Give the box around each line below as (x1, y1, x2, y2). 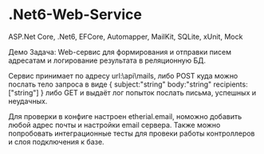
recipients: (213, 79, 249, 89)
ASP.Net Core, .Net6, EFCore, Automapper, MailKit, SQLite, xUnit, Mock (8, 32, 243, 41)
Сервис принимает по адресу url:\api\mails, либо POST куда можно (8, 71, 238, 80)
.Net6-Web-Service (8, 6, 142, 24)
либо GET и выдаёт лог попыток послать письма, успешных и (45, 87, 257, 97)
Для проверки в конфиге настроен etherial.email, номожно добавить (8, 111, 242, 121)
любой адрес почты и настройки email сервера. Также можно (8, 120, 221, 129)
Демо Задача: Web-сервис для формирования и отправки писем (8, 47, 231, 56)
